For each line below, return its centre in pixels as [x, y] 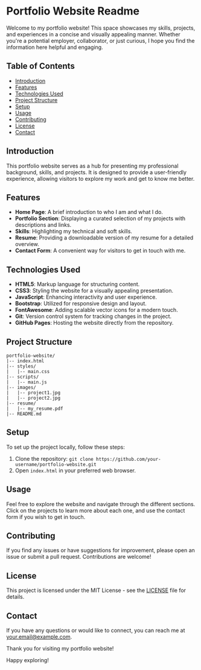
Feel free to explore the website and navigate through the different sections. [101, 504]
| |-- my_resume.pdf [35, 409]
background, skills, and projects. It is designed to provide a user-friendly [97, 172]
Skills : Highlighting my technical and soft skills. [74, 232]
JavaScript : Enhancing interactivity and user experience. [86, 297]
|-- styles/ [21, 366]
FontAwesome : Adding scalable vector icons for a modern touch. [96, 310]
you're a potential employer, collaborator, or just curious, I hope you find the [101, 41]
